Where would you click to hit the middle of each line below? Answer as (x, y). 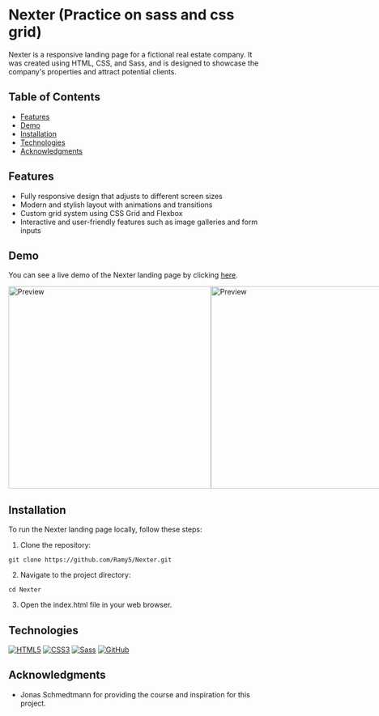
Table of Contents (55, 97)
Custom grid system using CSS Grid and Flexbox (101, 213)
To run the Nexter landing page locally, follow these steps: (105, 530)
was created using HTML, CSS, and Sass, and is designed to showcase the (134, 63)
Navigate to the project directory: (75, 575)
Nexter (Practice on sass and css (121, 15)
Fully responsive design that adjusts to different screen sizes (121, 196)
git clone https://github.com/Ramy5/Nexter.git (90, 560)
